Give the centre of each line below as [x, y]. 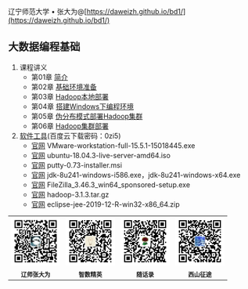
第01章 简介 [50, 77]
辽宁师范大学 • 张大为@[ [48, 11]
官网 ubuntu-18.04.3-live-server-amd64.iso [101, 155]
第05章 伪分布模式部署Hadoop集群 [87, 116]
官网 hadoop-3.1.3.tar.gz [70, 194]
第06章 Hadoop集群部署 [70, 126]
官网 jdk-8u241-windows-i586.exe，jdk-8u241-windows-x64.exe [136, 175]
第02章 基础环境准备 [64, 87]
